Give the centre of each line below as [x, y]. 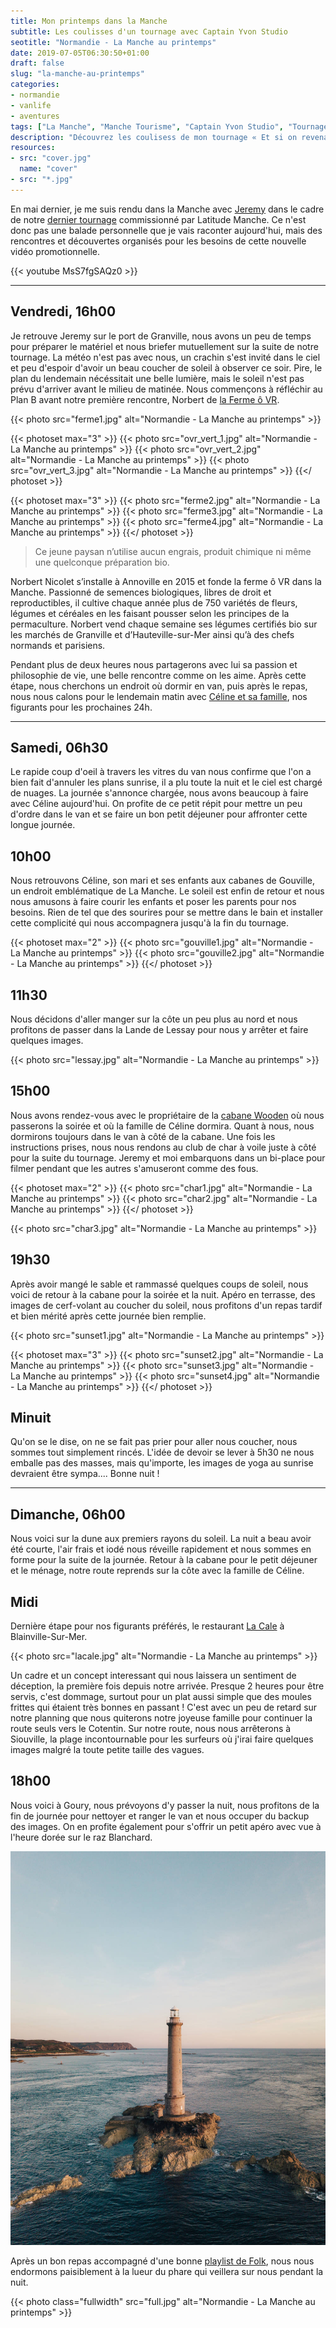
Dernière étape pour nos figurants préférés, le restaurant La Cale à [147, 1626]
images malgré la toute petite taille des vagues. [107, 1750]
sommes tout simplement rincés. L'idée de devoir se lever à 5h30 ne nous [162, 1452]
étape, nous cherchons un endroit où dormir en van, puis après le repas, [159, 686]
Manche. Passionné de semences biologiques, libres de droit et [141, 592]
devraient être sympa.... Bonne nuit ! [85, 1474]
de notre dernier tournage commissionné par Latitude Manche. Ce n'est [158, 219]
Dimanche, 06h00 [68, 1514]
